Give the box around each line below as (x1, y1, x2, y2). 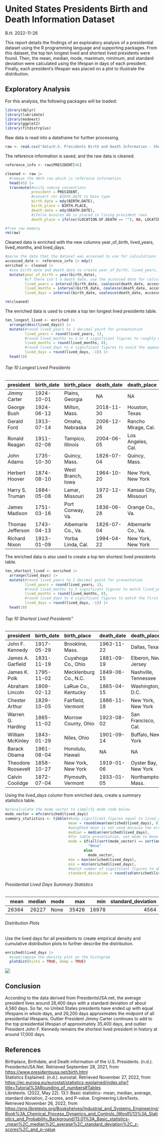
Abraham (7, 683, 29, 690)
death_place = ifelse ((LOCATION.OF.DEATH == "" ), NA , (31, 217, 143, 222)
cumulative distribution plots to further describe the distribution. (5, 940, 134, 946)
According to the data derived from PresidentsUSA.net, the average (5, 995, 142, 1001)
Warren (7, 711, 24, 718)
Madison (7, 510, 28, 517)
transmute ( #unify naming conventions (9, 185, 86, 190)
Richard (7, 535, 25, 542)
